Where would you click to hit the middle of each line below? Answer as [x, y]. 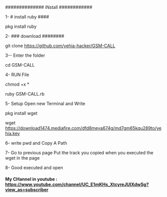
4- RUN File [17, 75]
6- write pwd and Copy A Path [36, 143]
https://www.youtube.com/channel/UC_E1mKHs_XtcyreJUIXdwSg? [77, 184]
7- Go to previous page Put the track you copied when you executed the [79, 153]
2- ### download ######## [35, 36]
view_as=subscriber [27, 190]
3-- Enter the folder [25, 55]
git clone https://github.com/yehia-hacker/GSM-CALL [60, 46]
